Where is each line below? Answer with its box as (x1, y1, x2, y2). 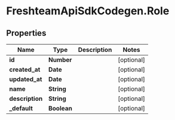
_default (9, 104, 33, 112)
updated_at (9, 75, 42, 83)
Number (48, 56, 72, 64)
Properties (6, 28, 47, 38)
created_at (9, 66, 41, 73)
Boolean (48, 104, 73, 112)
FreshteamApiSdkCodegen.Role (6, 4, 170, 18)
